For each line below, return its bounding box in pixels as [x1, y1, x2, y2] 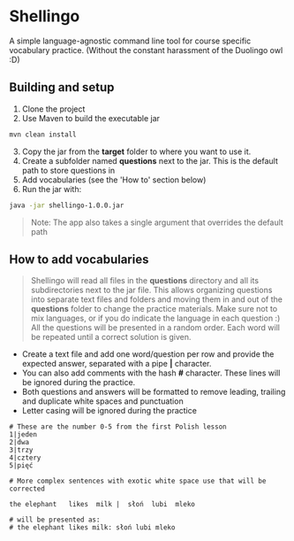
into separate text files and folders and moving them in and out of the [30, 294, 283, 305]
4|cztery [9, 453, 41, 462]
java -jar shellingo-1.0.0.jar [9, 201, 124, 210]
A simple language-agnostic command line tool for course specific [9, 35, 252, 46]
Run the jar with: [21, 183, 82, 194]
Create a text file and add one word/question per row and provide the [21, 349, 275, 359]
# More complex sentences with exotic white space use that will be [9, 476, 267, 486]
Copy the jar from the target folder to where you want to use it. [21, 146, 252, 157]
